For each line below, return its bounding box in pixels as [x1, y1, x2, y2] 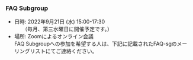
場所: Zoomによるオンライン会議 [14, 33, 94, 40]
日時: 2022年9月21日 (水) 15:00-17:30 [14, 18, 105, 25]
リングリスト [14, 48, 46, 55]
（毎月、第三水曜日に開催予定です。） [24, 25, 113, 33]
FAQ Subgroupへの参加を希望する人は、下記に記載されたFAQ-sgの [14, 40, 177, 48]
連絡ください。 [60, 48, 98, 55]
